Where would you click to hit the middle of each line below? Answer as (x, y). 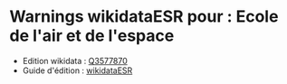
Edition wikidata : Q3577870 (75, 61)
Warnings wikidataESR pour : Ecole (144, 17)
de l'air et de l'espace (92, 36)
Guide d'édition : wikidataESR (77, 70)
